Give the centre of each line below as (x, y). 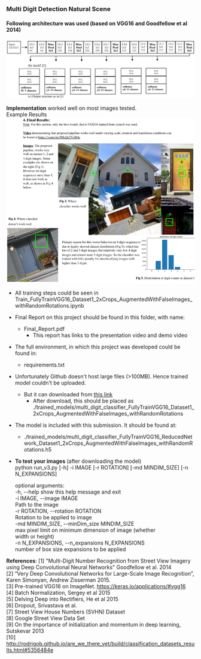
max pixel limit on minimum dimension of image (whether (85, 530)
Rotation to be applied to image (54, 517)
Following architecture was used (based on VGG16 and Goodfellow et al (97, 23)
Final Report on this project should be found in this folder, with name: (100, 317)
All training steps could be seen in (57, 293)
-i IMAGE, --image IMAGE (46, 498)
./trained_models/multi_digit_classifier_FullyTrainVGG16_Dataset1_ (113, 407)
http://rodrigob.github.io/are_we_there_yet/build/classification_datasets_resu (100, 644)
